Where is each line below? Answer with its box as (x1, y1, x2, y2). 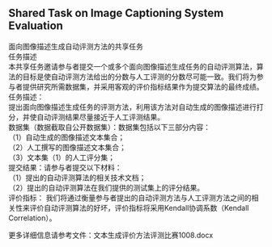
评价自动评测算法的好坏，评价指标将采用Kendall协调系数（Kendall (29, 203, 249, 212)
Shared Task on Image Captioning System (8, 6, 224, 20)
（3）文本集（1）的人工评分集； (8, 153, 116, 162)
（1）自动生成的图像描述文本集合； (8, 132, 125, 142)
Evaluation (8, 19, 63, 33)
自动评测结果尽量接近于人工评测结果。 (36, 112, 164, 122)
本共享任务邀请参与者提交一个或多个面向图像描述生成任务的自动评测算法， (8, 61, 257, 71)
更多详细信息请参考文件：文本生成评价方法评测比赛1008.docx (8, 230, 214, 240)
